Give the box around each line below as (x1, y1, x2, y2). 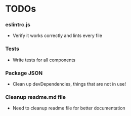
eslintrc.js (5, 21, 30, 28)
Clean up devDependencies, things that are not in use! (12, 81, 126, 87)
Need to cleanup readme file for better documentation (12, 105, 125, 111)
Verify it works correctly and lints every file (12, 32, 103, 38)
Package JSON (5, 69, 43, 76)
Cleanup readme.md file (5, 94, 66, 100)
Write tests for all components (12, 57, 76, 63)
